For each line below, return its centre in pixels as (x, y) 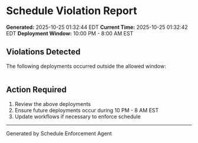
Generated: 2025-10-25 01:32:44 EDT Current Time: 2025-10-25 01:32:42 (97, 27)
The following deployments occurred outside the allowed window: (86, 66)
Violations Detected (43, 52)
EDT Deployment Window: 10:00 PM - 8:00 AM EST (70, 33)
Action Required (36, 90)
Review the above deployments (53, 104)
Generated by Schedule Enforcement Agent (59, 133)
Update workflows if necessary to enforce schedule (77, 117)
